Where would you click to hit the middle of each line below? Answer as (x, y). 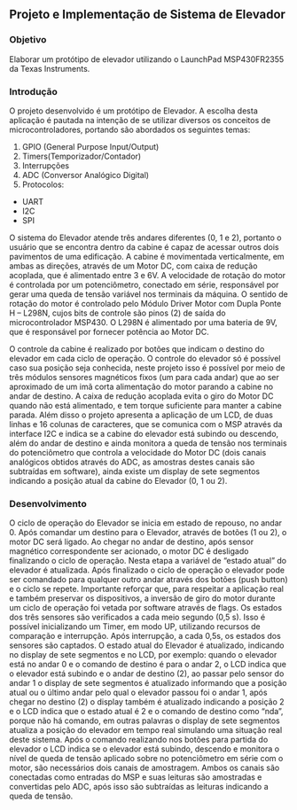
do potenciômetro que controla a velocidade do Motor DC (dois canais (138, 452)
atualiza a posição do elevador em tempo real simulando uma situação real (146, 730)
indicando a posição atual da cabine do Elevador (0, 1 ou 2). (118, 480)
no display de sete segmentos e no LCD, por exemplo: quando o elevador (143, 655)
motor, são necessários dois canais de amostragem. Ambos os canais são (145, 768)
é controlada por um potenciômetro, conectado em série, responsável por (144, 284)
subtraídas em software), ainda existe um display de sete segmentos (134, 471)
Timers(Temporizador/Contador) (82, 156)
